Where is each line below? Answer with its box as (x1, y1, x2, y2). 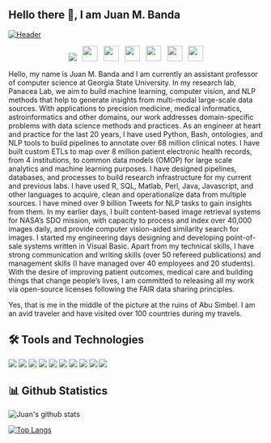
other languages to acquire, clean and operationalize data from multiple (8, 190, 247, 199)
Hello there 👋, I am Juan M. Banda (8, 8, 180, 22)
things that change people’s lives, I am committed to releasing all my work (8, 275, 255, 285)
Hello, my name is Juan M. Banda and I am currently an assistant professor (8, 69, 259, 79)
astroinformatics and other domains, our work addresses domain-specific (8, 112, 254, 121)
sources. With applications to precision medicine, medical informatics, (8, 103, 243, 113)
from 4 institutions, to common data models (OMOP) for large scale (8, 155, 233, 164)
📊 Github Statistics (8, 384, 108, 398)
